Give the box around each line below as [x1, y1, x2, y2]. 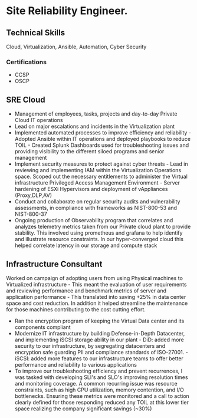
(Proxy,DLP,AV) [14, 192, 52, 199]
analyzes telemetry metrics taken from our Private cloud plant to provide [14, 223, 191, 231]
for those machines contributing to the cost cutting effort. [6, 305, 146, 313]
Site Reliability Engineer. [6, 4, 128, 18]
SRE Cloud [6, 94, 45, 104]
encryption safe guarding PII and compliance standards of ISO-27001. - [14, 348, 189, 356]
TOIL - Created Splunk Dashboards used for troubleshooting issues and [14, 141, 189, 149]
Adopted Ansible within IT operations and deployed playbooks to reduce [14, 136, 191, 143]
